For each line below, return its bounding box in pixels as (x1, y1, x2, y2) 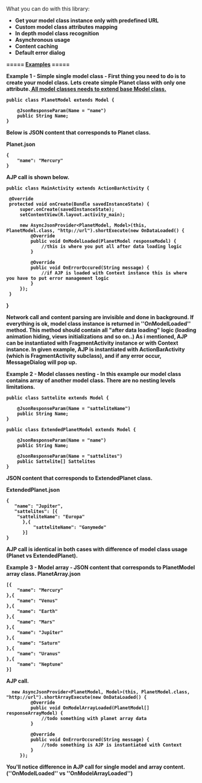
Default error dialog (14, 49, 65, 56)
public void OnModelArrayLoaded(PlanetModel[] (30, 705, 150, 711)
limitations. (6, 383, 36, 390)
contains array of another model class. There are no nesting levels (6, 377, 176, 384)
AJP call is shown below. (6, 174, 70, 180)
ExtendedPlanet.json (6, 486, 60, 493)
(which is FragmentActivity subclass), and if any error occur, (6, 352, 162, 359)
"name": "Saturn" (17, 640, 61, 646)
